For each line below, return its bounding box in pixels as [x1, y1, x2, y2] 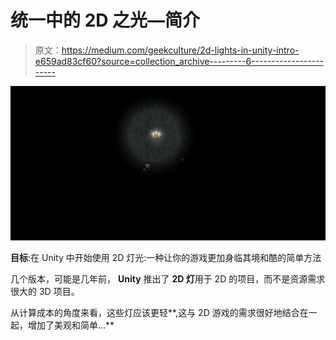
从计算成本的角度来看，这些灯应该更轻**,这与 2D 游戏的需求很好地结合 [10, 307, 300, 319]
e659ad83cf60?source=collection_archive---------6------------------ [34, 55, 324, 67]
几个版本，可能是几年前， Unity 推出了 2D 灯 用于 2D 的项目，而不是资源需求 [10, 273, 326, 285]
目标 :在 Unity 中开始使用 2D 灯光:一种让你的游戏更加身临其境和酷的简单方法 [10, 252, 322, 264]
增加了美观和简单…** [27, 319, 115, 331]
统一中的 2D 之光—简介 [10, 9, 201, 32]
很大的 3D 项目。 [10, 286, 80, 298]
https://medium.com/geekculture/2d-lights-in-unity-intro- [61, 44, 300, 56]
